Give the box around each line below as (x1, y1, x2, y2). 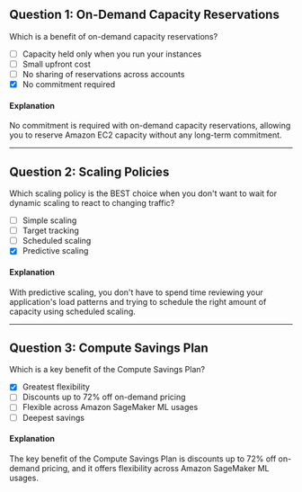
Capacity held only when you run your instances (22, 49, 202, 59)
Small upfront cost (22, 58, 92, 69)
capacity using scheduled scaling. (9, 306, 137, 317)
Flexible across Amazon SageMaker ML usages (22, 402, 199, 413)
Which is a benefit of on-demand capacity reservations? (9, 31, 218, 41)
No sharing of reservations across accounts (22, 68, 185, 79)
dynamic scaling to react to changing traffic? (9, 198, 175, 209)
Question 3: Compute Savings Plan (9, 340, 209, 355)
